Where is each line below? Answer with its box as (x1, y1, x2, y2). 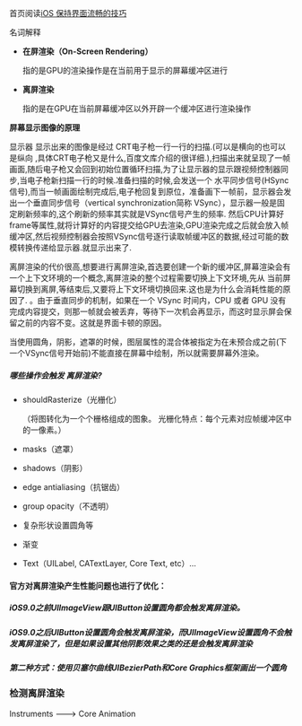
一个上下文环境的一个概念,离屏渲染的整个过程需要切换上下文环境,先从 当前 (9, 273, 284, 283)
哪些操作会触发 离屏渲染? (9, 370, 103, 380)
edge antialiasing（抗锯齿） (22, 481, 125, 492)
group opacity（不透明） (22, 501, 114, 512)
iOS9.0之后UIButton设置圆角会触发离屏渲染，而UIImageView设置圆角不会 (9, 626, 284, 637)
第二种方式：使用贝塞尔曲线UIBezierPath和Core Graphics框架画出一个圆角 (9, 662, 288, 673)
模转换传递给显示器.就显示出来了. (9, 242, 133, 253)
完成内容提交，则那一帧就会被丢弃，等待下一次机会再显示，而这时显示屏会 (9, 306, 284, 317)
